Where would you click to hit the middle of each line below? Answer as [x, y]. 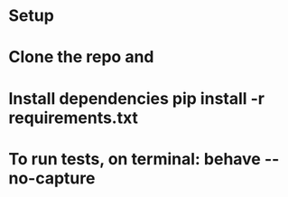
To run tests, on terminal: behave [135, 159]
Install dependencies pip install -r [137, 98]
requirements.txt [74, 117]
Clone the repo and [81, 57]
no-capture [52, 178]
